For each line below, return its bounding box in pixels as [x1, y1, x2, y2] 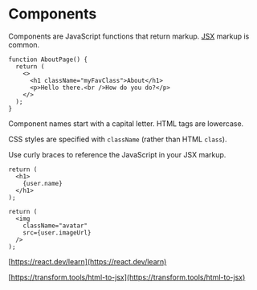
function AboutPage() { [8, 55, 88, 63]
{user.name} [22, 179, 63, 187]
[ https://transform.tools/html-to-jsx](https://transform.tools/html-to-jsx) [8, 272, 246, 282]
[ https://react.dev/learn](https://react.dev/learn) [8, 256, 167, 266]
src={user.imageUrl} [22, 228, 92, 237]
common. [8, 39, 40, 49]
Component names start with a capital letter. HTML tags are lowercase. [8, 118, 244, 129]
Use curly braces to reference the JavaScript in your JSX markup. [8, 149, 226, 159]
